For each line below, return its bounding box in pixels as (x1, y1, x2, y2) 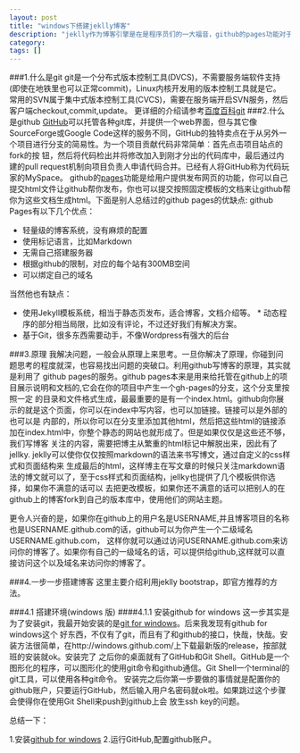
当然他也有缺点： (9, 289, 72, 299)
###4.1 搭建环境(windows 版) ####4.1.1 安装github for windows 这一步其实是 (9, 607, 290, 617)
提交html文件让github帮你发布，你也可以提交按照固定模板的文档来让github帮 (9, 184, 291, 195)
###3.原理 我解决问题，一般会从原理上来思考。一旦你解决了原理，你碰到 (9, 349, 276, 360)
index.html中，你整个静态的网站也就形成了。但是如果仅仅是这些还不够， (24, 427, 290, 438)
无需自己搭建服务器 (21, 247, 94, 258)
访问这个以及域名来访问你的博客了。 (16, 557, 150, 568)
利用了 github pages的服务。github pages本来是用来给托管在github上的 (16, 372, 280, 382)
